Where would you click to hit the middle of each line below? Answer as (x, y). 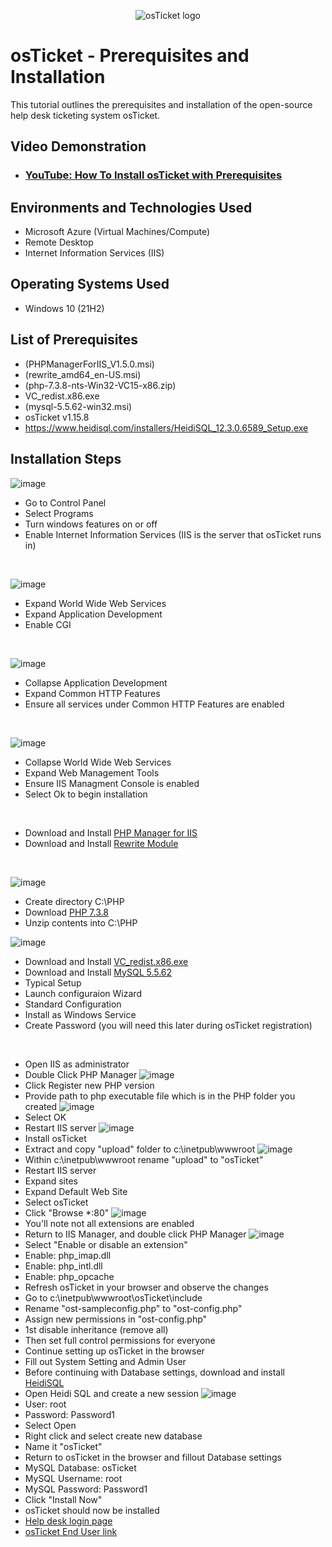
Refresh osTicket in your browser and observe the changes (146, 1287)
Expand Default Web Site (76, 1191)
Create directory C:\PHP (74, 901)
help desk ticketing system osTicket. (85, 115)
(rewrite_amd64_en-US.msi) (83, 374)
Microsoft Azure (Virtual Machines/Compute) (117, 232)
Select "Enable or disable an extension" (106, 1244)
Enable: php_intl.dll (63, 1266)
